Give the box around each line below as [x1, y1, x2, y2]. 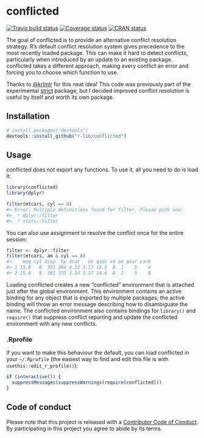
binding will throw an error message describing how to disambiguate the [6, 300, 188, 307]
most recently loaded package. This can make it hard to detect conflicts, [6, 49, 188, 56]
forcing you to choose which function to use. [6, 68, 119, 76]
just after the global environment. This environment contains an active [6, 287, 181, 295]
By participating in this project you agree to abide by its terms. [6, 425, 163, 432]
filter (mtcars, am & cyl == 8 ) [6, 253, 86, 259]
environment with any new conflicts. [6, 320, 97, 327]
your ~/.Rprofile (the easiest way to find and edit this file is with [6, 356, 169, 363]
